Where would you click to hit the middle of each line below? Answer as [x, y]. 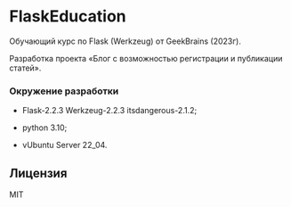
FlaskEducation [68, 17]
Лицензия [38, 173]
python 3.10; [44, 128]
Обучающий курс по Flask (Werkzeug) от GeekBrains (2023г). [125, 41]
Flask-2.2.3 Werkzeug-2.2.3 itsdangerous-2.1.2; [109, 111]
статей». [25, 68]
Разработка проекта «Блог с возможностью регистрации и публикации [146, 58]
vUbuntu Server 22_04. [65, 145]
